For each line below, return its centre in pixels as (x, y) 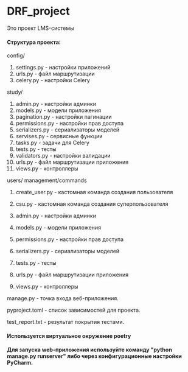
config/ (16, 55)
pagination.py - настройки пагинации (64, 117)
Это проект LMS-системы (41, 28)
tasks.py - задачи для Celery (53, 143)
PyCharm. (20, 363)
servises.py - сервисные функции (59, 136)
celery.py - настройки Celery (53, 80)
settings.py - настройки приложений (63, 68)
